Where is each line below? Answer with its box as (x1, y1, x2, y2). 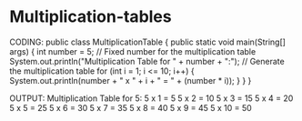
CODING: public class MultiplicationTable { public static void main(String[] (9, 36, 287, 47)
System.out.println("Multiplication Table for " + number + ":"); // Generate (9, 55, 285, 66)
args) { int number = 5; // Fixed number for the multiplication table (9, 45, 257, 56)
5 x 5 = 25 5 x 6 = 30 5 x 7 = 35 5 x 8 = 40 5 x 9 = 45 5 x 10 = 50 (9, 102, 252, 113)
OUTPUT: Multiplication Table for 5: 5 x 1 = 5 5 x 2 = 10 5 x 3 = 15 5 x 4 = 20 (9, 93, 294, 104)
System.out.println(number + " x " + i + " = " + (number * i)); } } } (9, 75, 252, 86)
